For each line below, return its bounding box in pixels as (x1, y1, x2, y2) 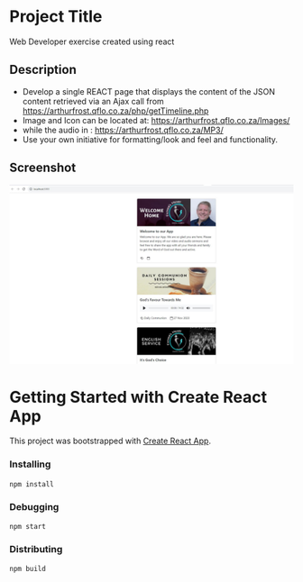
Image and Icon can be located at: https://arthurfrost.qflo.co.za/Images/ (22, 114, 290, 125)
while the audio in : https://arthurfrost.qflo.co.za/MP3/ (22, 124, 224, 135)
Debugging (9, 500, 60, 513)
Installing (9, 458, 51, 470)
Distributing (9, 542, 63, 555)
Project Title (9, 6, 103, 27)
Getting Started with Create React (9, 386, 268, 407)
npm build (9, 565, 47, 574)
